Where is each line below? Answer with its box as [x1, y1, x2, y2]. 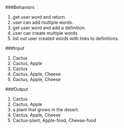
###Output [5, 86, 28, 92]
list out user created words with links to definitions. [12, 35, 119, 41]
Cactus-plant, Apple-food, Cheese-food [12, 117, 97, 123]
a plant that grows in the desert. [12, 107, 79, 112]
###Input [5, 45, 25, 51]
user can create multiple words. [12, 30, 79, 36]
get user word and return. [12, 14, 66, 20]
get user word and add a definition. [12, 25, 86, 31]
